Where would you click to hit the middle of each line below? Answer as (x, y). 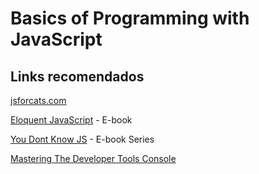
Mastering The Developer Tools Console (93, 158)
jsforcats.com (38, 100)
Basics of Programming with (130, 18)
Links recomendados (77, 76)
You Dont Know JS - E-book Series (82, 139)
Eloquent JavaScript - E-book (71, 120)
